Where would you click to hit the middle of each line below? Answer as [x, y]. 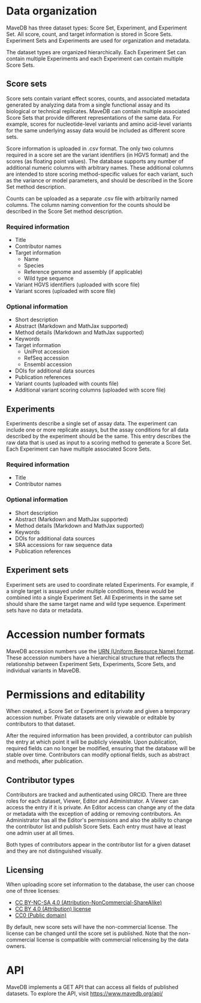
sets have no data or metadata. [44, 610]
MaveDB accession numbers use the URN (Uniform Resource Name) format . [100, 651]
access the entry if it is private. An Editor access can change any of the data [100, 807]
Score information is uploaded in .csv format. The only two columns [90, 148]
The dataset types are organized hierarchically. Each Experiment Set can [96, 52]
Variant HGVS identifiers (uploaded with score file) [77, 285]
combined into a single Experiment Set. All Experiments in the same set [94, 597]
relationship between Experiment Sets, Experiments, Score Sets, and [91, 664]
